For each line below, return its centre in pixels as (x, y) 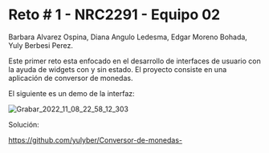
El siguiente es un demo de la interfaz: (71, 93)
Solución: (24, 124)
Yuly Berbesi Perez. (41, 45)
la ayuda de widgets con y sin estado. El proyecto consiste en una (118, 69)
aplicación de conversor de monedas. (71, 78)
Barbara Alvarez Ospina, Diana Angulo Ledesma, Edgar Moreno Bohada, (128, 37)
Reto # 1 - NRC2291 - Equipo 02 (114, 15)
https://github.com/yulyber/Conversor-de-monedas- (96, 140)
